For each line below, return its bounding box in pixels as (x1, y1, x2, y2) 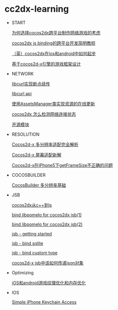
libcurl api (11, 91, 32, 96)
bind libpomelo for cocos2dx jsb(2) (11, 221, 83, 227)
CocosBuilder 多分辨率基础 (11, 182, 67, 188)
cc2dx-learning (4, 3, 69, 15)
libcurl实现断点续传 (11, 81, 50, 87)
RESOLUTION (11, 131, 40, 137)
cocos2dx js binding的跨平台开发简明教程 (11, 40, 96, 46)
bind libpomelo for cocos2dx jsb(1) (11, 212, 82, 217)
